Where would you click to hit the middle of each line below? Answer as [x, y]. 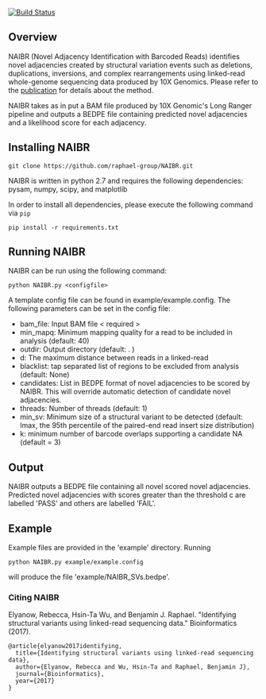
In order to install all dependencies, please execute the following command [131, 204]
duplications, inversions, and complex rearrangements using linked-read [127, 73]
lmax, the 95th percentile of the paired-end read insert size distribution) [137, 425]
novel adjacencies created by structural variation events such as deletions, [130, 64]
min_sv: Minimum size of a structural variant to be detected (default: [131, 417]
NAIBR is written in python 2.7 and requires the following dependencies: [126, 181]
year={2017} [35, 681]
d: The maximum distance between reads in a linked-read [114, 358]
